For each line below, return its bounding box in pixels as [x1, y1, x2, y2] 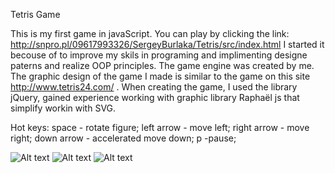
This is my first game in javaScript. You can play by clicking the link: [10, 28, 290, 39]
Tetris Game [10, 9, 61, 20]
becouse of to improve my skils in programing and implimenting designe [10, 49, 308, 61]
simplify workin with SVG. [10, 102, 117, 114]
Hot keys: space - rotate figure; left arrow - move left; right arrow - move [10, 122, 310, 133]
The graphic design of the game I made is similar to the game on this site [10, 70, 311, 82]
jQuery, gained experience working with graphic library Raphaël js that [10, 92, 300, 103]
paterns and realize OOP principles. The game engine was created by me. [10, 60, 315, 71]
